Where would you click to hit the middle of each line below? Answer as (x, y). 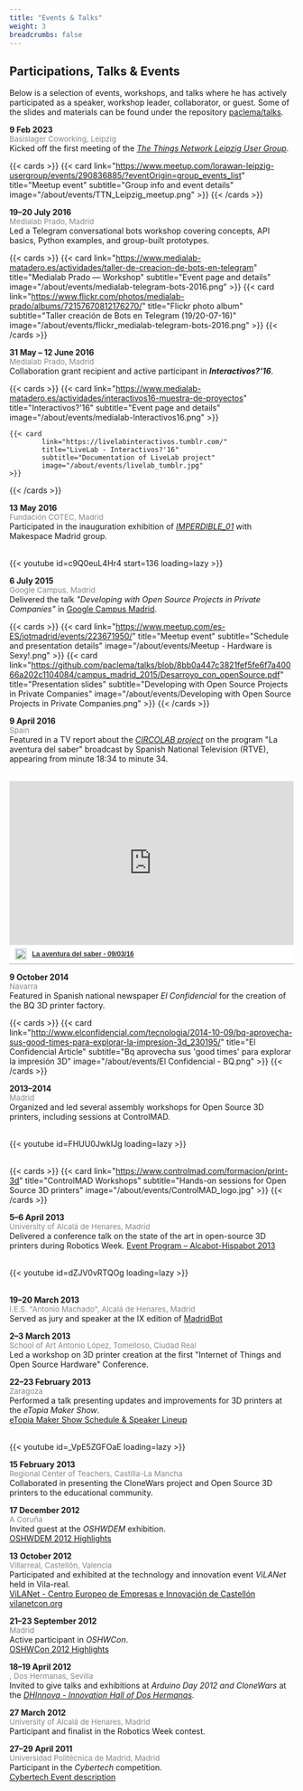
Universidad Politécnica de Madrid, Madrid (85, 1758)
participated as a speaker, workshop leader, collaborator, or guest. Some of (150, 103)
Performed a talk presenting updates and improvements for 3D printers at (146, 1400)
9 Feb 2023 (31, 130)
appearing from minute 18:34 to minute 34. (89, 759)
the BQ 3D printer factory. (57, 1005)
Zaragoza (26, 1391)
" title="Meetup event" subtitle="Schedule (211, 636)
